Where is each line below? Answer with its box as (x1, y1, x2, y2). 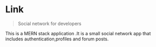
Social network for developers (17, 20, 82, 27)
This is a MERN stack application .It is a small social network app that (5, 30, 151, 36)
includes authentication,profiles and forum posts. (5, 36, 109, 42)
